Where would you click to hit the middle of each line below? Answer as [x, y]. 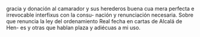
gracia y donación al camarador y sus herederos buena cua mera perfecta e [100, 9]
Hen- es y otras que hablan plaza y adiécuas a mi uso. [74, 27]
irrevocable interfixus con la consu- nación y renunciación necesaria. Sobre [100, 15]
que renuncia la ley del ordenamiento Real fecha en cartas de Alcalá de [94, 21]
